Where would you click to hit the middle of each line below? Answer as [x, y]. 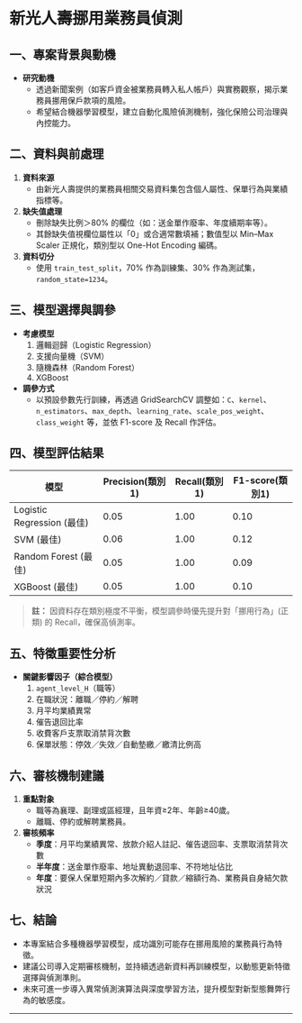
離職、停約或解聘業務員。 [83, 822]
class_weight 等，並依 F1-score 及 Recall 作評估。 [129, 422]
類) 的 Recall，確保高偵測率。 [86, 622]
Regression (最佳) [51, 523]
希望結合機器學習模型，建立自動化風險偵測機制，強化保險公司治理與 [162, 112]
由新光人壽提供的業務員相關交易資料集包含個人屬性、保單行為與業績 [162, 188]
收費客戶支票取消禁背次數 [83, 733]
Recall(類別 [199, 481]
